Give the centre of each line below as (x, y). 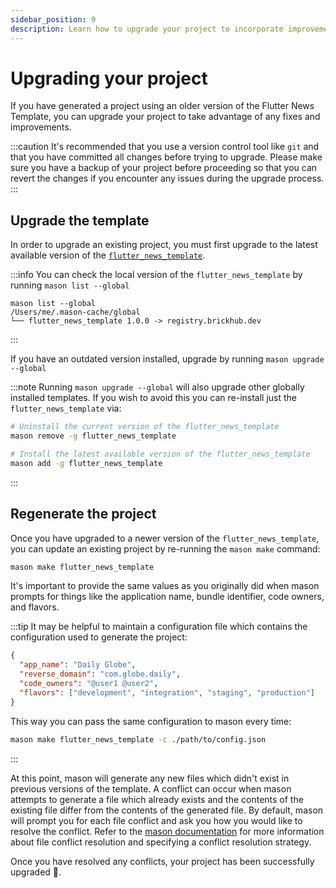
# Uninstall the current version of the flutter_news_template (145, 427)
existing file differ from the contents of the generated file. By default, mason (167, 810)
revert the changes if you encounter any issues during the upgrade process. (167, 178)
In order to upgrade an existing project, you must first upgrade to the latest (164, 245)
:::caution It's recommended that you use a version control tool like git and (165, 147)
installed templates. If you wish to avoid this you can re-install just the (154, 398)
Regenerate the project (83, 514)
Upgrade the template (80, 220)
